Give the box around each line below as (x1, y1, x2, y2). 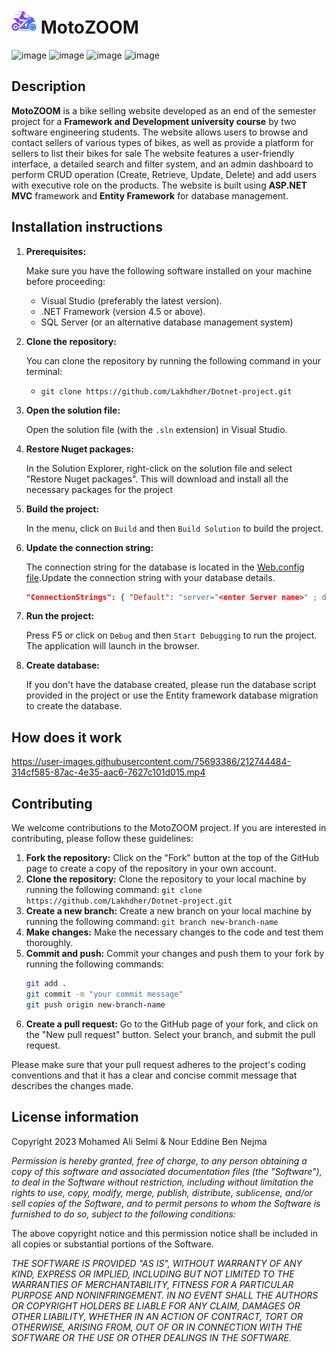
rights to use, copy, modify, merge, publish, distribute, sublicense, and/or (11, 1186, 313, 1198)
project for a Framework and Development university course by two (11, 115, 297, 127)
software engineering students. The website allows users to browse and (11, 126, 309, 138)
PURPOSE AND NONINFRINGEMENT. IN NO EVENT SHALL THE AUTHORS (11, 1289, 319, 1301)
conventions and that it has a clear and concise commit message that (11, 1069, 298, 1081)
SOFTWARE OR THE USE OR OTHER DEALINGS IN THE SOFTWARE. (11, 1331, 292, 1343)
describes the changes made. (11, 1079, 134, 1092)
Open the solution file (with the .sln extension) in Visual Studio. (25, 423, 288, 435)
